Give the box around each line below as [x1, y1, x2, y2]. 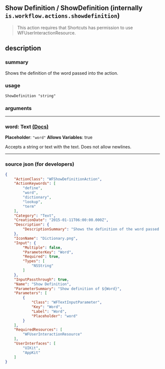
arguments [5, 105, 32, 112]
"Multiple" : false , [23, 245, 63, 250]
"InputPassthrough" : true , [14, 277, 69, 282]
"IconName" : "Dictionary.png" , [14, 236, 78, 241]
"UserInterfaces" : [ [14, 341, 56, 346]
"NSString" [31, 263, 54, 268]
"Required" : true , [23, 254, 60, 259]
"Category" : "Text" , [14, 213, 56, 218]
